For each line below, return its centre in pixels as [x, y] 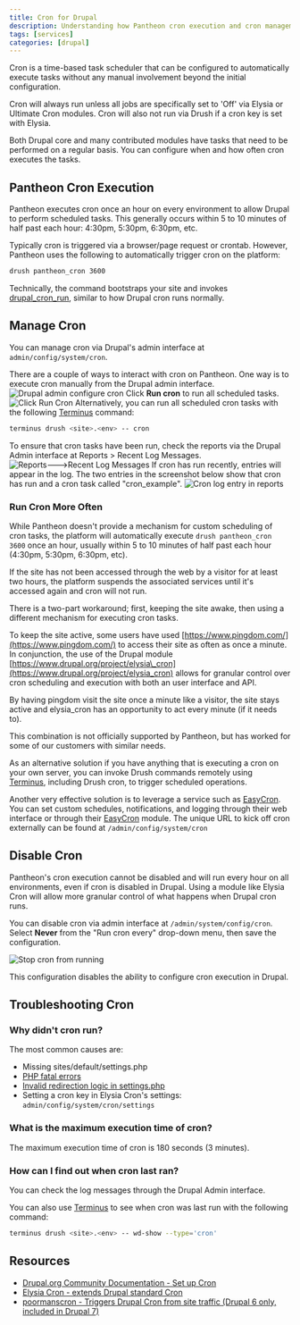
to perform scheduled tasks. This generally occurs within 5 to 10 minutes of [148, 219]
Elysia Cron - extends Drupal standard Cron [102, 1292]
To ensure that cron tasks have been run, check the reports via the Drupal [145, 445]
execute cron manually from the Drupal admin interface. [112, 383]
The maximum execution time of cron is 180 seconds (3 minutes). [129, 1147]
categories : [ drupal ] [50, 42]
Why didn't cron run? [56, 1030]
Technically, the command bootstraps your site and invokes [119, 288]
